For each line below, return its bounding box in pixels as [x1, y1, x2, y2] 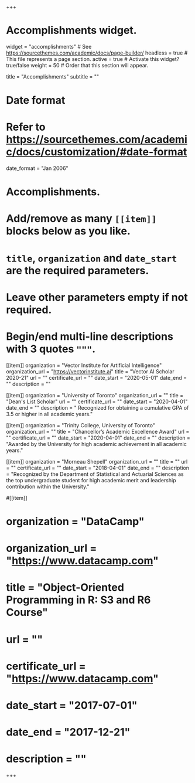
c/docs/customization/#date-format [6, 145, 187, 159]
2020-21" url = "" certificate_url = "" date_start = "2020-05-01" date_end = [6, 374, 187, 381]
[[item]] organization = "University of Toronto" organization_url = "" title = [6, 391, 183, 399]
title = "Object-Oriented [6, 581, 125, 594]
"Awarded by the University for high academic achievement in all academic [6, 440, 187, 447]
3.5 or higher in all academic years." [6, 410, 93, 417]
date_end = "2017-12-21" [6, 726, 131, 739]
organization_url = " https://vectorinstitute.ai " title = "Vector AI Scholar [6, 367, 175, 375]
